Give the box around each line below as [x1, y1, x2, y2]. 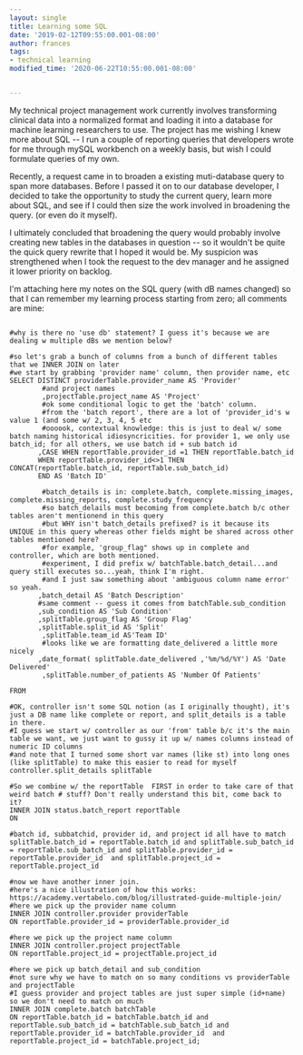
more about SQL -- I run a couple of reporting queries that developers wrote [9, 134, 295, 145]
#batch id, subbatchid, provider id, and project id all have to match [9, 829, 286, 839]
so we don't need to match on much [9, 997, 144, 1006]
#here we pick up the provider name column [9, 901, 177, 910]
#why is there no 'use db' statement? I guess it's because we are [9, 328, 270, 337]
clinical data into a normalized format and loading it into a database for [9, 115, 274, 126]
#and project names [42, 384, 116, 393]
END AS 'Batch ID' [37, 471, 107, 480]
